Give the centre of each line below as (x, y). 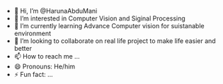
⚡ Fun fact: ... (33, 74)
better (23, 48)
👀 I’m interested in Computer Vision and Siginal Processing (99, 18)
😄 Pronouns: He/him (45, 66)
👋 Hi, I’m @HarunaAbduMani (56, 11)
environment (33, 33)
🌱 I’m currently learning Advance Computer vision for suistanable (109, 26)
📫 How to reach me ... (47, 56)
